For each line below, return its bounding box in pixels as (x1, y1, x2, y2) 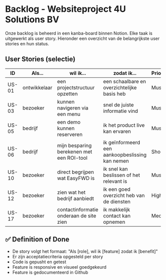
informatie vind (103, 107, 138, 114)
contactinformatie (57, 206, 99, 213)
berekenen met (57, 148, 92, 155)
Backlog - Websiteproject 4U (5, 3, 126, 15)
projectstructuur (57, 84, 95, 91)
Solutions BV (5, 14, 59, 25)
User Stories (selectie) (5, 55, 76, 64)
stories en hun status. (5, 40, 49, 46)
